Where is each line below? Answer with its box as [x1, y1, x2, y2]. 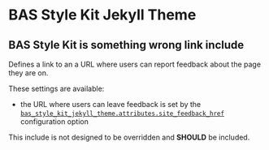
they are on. [8, 68, 49, 78]
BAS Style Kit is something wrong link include [8, 38, 245, 52]
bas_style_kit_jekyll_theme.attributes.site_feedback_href [20, 109, 225, 118]
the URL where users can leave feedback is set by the [20, 100, 202, 109]
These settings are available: [8, 84, 105, 93]
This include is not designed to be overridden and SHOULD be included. [8, 132, 250, 142]
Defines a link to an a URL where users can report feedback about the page [8, 59, 262, 69]
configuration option [20, 117, 89, 126]
